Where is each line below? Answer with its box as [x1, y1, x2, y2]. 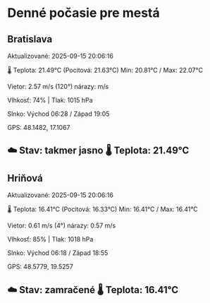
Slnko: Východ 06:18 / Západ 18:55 [7, 249, 109, 257]
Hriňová [7, 172, 44, 184]
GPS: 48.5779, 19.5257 [7, 263, 74, 271]
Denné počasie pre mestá [7, 5, 160, 21]
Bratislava [7, 33, 53, 45]
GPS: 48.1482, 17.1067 [7, 124, 70, 131]
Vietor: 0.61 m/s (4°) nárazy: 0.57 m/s [7, 221, 116, 230]
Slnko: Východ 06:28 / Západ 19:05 [7, 109, 110, 118]
